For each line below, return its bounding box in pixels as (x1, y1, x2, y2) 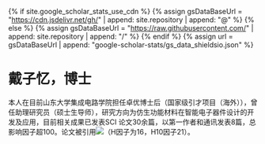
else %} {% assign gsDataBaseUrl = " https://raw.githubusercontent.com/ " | (8, 24, 254, 32)
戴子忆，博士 (8, 70, 93, 88)
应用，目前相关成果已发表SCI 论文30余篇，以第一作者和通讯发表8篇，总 (21, 117, 257, 127)
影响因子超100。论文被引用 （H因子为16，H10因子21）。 (8, 127, 195, 136)
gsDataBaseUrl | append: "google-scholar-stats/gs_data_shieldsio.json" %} (8, 40, 255, 50)
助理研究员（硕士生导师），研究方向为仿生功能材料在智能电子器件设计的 (14, 107, 248, 116)
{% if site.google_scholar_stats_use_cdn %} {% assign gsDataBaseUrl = (8, 7, 243, 16)
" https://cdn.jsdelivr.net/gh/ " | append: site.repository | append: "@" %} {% (8, 15, 255, 24)
